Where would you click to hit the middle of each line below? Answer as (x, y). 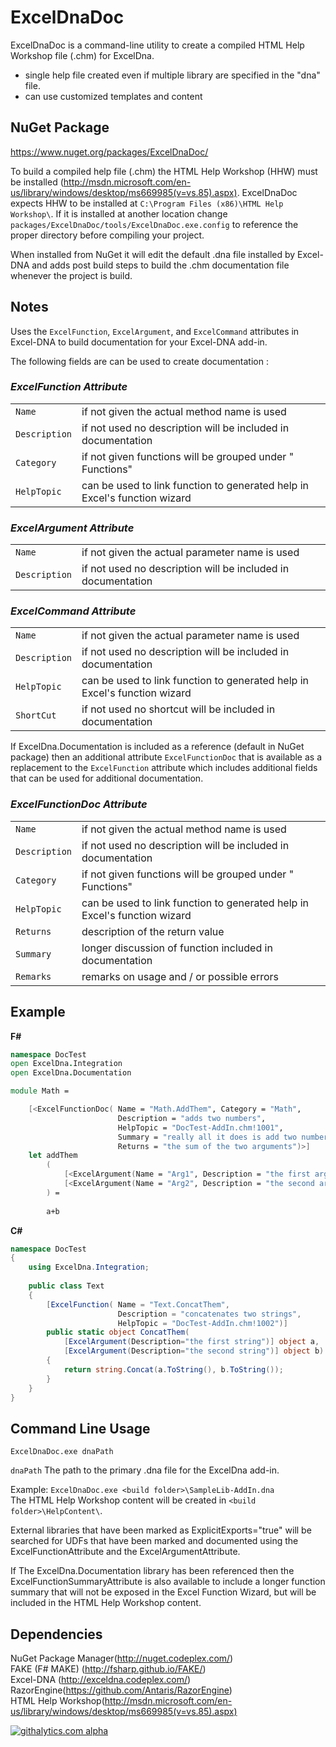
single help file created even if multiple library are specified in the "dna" (172, 75)
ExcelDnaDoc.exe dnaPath (62, 1452)
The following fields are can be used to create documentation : (139, 361)
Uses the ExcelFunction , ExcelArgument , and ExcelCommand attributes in (155, 331)
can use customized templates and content (113, 96)
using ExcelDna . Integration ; (89, 1267)
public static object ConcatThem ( (118, 1332)
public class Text (66, 1286)
